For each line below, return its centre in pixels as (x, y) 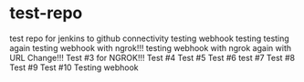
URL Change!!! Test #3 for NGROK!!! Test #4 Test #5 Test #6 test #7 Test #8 (152, 57)
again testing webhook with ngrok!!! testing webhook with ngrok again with (151, 47)
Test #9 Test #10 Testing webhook (74, 67)
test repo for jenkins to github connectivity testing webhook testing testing (149, 38)
